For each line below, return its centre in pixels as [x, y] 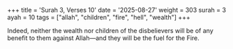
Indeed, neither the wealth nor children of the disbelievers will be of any [111, 31]
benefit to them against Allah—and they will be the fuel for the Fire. [104, 38]
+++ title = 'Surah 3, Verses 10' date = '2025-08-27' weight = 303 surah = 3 [117, 10]
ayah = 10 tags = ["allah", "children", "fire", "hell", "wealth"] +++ [99, 17]
